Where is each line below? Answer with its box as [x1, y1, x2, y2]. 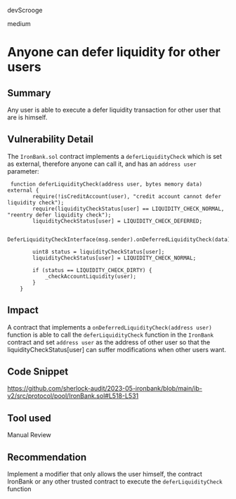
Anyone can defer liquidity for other [7, 44, 221, 60]
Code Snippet [7, 365, 69, 378]
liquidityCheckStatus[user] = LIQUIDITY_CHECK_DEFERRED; [32, 217, 202, 224]
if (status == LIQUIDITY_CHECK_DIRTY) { [32, 266, 152, 273]
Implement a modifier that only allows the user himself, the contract [7, 470, 202, 479]
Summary [7, 87, 51, 99]
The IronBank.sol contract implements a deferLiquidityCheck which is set [7, 152, 223, 160]
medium [7, 20, 31, 27]
